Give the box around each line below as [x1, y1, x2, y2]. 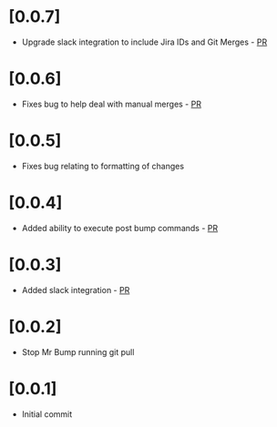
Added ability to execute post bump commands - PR [21, 222, 219, 233]
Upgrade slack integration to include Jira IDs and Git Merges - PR [21, 36, 268, 47]
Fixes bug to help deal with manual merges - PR [21, 98, 202, 109]
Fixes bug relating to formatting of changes [21, 160, 184, 171]
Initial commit [21, 408, 73, 420]
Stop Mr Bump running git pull [21, 346, 135, 357]
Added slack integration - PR [21, 284, 130, 295]
